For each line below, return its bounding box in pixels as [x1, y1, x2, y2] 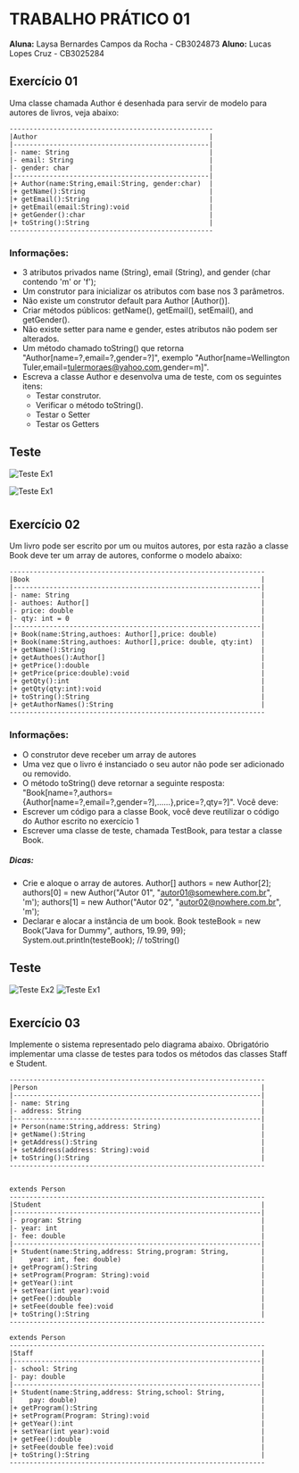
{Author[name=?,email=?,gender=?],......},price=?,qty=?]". [21, 796, 236, 808]
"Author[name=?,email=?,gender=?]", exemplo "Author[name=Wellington [21, 353, 290, 364]
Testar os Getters [35, 419, 100, 430]
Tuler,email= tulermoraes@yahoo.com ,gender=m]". [21, 362, 210, 372]
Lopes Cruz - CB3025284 [9, 47, 105, 58]
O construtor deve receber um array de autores [21, 749, 196, 759]
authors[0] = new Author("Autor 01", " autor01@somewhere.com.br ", [21, 887, 272, 898]
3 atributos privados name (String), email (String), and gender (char [21, 267, 271, 278]
